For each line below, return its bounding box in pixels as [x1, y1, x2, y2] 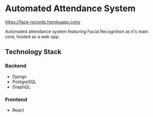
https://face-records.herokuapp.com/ [5, 19, 81, 25]
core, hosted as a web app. [5, 34, 60, 39]
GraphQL [12, 84, 31, 90]
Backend [5, 62, 27, 69]
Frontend [5, 96, 27, 103]
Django [12, 74, 27, 79]
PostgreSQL [12, 78, 37, 84]
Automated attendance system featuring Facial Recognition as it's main [5, 28, 148, 34]
